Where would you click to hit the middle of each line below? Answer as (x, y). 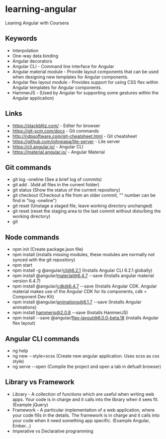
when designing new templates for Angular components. (70, 77)
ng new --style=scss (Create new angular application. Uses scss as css (86, 356)
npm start (22, 265)
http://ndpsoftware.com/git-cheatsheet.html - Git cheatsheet (75, 136)
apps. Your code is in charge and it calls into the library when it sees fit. (85, 399)
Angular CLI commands (42, 339)
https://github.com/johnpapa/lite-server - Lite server (66, 141)
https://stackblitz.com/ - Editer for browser (56, 126)
